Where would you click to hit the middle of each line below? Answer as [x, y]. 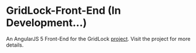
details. [15, 45]
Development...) [47, 23]
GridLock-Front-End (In [63, 11]
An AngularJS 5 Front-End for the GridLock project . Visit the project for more [98, 39]
